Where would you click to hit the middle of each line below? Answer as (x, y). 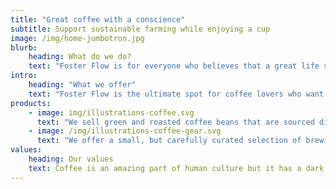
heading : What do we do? (80, 57)
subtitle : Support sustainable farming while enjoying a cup (140, 29)
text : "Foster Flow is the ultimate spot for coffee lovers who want (176, 94)
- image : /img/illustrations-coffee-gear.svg (125, 131)
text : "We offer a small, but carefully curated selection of (169, 141)
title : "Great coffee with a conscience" (98, 19)
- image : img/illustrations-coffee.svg (111, 112)
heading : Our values (71, 159)
